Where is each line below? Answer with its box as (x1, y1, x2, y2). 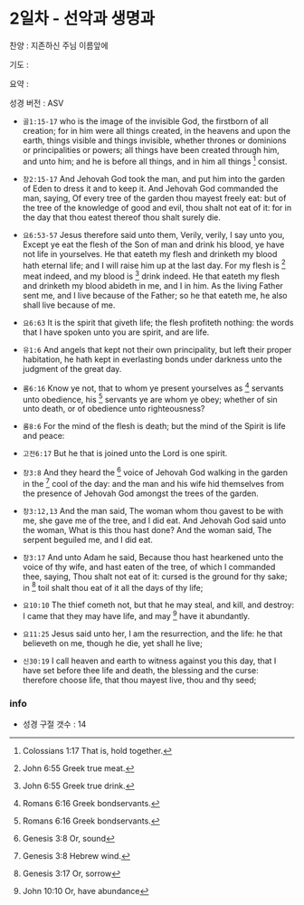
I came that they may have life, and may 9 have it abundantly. (22, 609, 251, 621)
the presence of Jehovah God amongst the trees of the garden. (22, 488, 260, 499)
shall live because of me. (22, 300, 116, 310)
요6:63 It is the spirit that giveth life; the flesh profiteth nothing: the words (22, 317, 294, 328)
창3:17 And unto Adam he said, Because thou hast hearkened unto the (22, 551, 284, 562)
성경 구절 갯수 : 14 (22, 719, 87, 729)
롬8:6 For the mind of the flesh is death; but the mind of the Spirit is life (22, 421, 287, 432)
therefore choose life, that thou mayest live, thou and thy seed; (22, 674, 257, 685)
